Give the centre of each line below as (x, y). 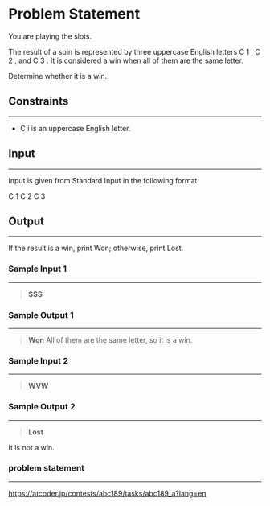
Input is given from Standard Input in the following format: (104, 180)
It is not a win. (31, 447)
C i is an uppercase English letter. (75, 128)
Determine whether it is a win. (58, 76)
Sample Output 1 (41, 315)
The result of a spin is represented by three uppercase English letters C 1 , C (135, 51)
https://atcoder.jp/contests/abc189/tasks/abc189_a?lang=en (107, 493)
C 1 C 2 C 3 (27, 196)
